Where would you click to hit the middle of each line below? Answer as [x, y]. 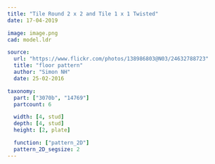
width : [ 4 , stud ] [39, 117]
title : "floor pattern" [48, 65]
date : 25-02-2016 [39, 78]
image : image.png [33, 33]
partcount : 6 [33, 104]
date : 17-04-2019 [33, 20]
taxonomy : [22, 91]
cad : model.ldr [30, 39]
